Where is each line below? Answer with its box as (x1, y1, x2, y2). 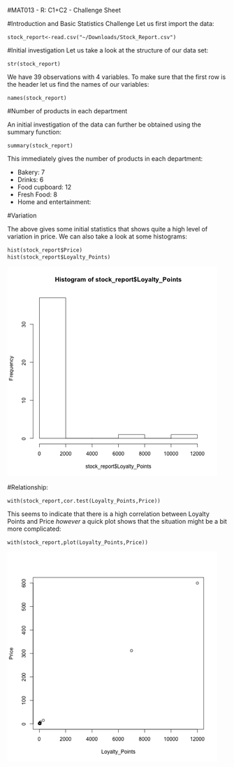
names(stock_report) (7, 94, 68, 101)
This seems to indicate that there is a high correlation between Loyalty (7, 510, 210, 518)
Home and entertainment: (17, 198, 92, 206)
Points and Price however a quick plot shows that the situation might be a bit (7, 517, 227, 525)
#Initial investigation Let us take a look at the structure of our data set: (7, 46, 209, 55)
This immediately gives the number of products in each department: (7, 155, 203, 163)
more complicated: (7, 524, 61, 533)
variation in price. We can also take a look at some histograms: (7, 232, 187, 241)
